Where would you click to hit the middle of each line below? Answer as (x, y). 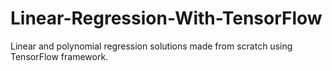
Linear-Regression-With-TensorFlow (166, 18)
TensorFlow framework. (59, 56)
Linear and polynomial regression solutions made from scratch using (151, 46)
